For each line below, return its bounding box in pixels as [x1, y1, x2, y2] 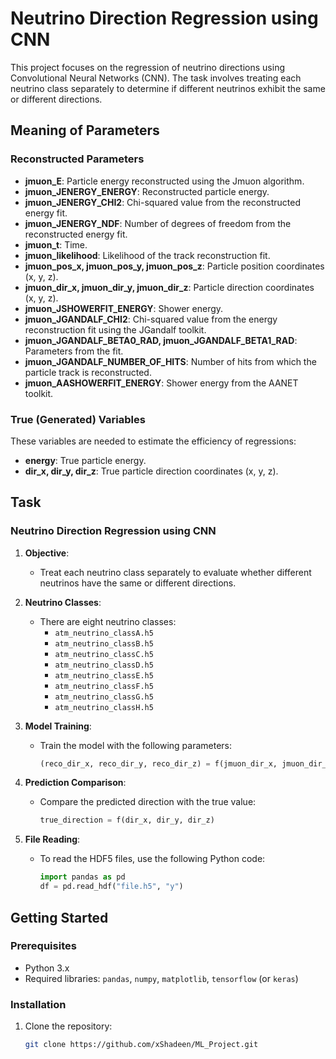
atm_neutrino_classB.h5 [54, 638, 154, 649]
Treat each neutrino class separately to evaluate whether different [39, 566, 312, 578]
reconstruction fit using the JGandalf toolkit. [24, 323, 207, 336]
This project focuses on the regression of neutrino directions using [10, 61, 285, 73]
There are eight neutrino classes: [39, 615, 177, 627]
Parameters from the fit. [24, 345, 124, 357]
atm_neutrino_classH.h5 [54, 702, 154, 712]
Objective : [24, 547, 70, 559]
